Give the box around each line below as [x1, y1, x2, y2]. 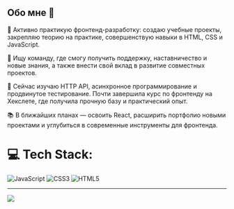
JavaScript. [7, 40, 40, 49]
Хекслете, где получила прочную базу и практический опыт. [7, 97, 188, 105]
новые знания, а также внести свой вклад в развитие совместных [7, 61, 205, 70]
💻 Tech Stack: [7, 147, 93, 162]
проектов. [7, 68, 37, 77]
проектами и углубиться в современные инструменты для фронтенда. [7, 121, 218, 129]
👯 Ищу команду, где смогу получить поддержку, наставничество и [7, 54, 208, 62]
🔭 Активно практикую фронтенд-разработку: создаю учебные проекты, [7, 25, 222, 33]
